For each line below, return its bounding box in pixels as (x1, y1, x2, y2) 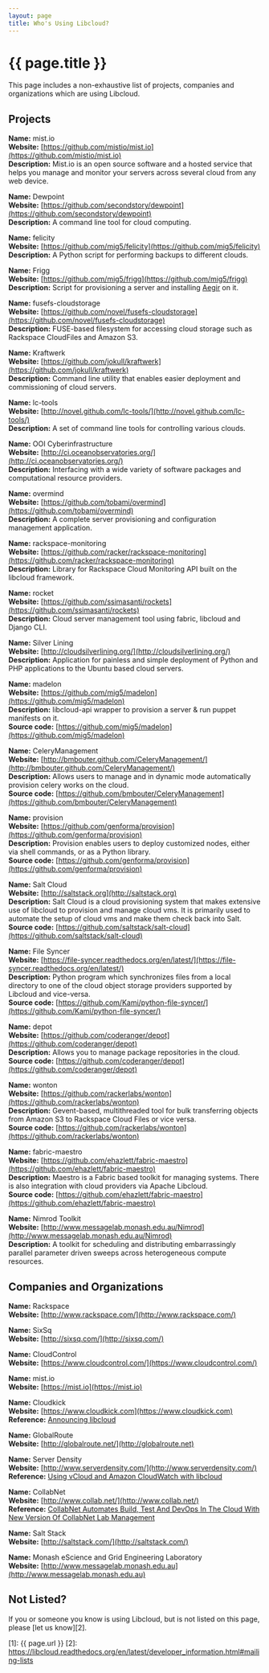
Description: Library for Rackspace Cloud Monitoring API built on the (8, 564, 238, 574)
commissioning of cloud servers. (8, 383, 116, 392)
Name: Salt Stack (8, 1528, 67, 1538)
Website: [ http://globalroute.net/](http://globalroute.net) (8, 1439, 194, 1449)
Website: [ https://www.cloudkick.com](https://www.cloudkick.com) (8, 1406, 233, 1416)
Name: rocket (8, 588, 55, 598)
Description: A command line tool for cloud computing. (8, 218, 191, 228)
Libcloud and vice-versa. (8, 990, 91, 999)
